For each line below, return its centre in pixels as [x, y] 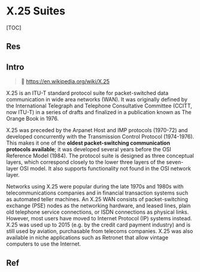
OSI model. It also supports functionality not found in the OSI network [106, 169]
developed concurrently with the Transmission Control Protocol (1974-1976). [100, 137]
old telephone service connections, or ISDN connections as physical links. [98, 212]
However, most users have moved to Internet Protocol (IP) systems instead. [99, 219]
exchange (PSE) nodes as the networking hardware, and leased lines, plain [99, 206]
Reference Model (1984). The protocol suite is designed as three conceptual [100, 156]
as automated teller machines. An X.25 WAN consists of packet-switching [97, 199]
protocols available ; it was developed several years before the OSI [89, 150]
